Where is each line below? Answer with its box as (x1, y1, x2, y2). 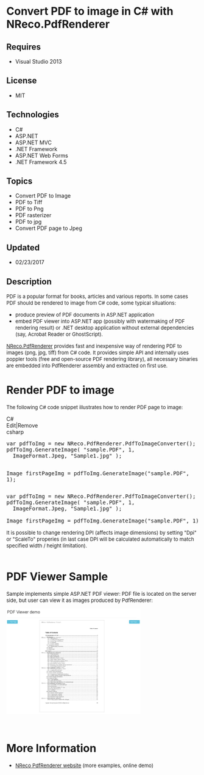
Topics (6, 176, 33, 187)
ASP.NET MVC (15, 139, 52, 146)
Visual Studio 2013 (15, 58, 62, 65)
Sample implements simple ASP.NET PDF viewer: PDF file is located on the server (6, 590, 197, 597)
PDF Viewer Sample (6, 570, 108, 584)
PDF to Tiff (15, 199, 43, 206)
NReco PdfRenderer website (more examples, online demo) (15, 762, 154, 769)
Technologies (6, 109, 60, 120)
